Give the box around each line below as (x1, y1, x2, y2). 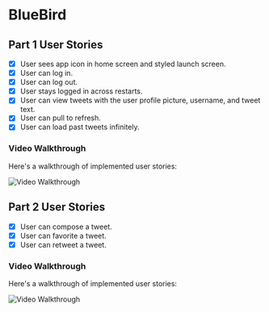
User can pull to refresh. (19, 113, 101, 123)
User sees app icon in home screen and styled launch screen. (19, 59, 226, 69)
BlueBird (8, 6, 67, 24)
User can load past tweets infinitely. (19, 123, 140, 132)
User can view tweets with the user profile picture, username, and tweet (19, 95, 261, 106)
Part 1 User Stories (8, 38, 103, 52)
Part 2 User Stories (8, 200, 106, 214)
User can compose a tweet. (19, 222, 113, 231)
